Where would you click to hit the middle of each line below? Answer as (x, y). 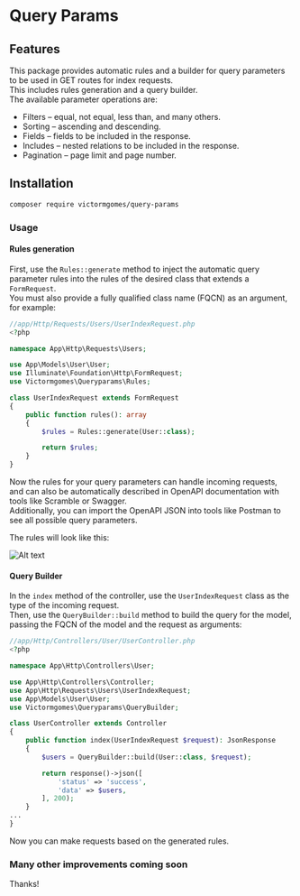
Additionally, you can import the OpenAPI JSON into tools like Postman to (145, 511)
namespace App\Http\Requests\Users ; (78, 348)
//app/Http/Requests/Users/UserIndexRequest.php (102, 324)
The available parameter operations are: (83, 99)
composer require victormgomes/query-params (94, 204)
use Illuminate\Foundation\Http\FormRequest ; (96, 374)
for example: (33, 307)
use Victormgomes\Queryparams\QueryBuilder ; (94, 707)
